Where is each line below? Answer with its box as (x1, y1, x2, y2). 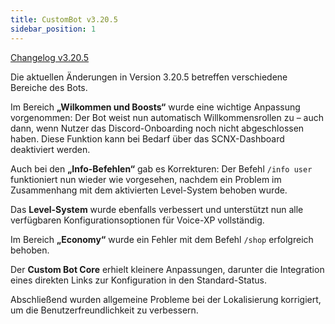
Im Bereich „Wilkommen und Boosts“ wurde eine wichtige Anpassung (10, 101, 301, 113)
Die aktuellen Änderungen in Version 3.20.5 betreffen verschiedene (10, 71, 288, 83)
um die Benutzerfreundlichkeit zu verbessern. (10, 304, 199, 316)
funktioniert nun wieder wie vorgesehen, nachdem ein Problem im (10, 173, 282, 185)
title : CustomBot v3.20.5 (10, 14, 118, 25)
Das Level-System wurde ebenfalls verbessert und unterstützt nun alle (10, 203, 304, 215)
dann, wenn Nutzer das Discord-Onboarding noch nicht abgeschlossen (10, 122, 305, 134)
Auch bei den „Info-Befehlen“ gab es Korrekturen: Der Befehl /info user (10, 162, 313, 175)
